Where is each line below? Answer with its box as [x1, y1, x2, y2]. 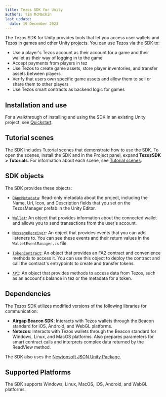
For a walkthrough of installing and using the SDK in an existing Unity [5, 114, 146, 120]
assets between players [12, 70, 61, 77]
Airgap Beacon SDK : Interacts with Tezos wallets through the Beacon [12, 318, 154, 324]
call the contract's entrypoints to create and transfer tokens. [12, 260, 135, 266]
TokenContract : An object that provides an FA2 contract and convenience [12, 250, 161, 256]
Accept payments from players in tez [12, 60, 87, 66]
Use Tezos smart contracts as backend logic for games [12, 86, 125, 92]
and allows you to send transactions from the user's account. [12, 220, 137, 226]
